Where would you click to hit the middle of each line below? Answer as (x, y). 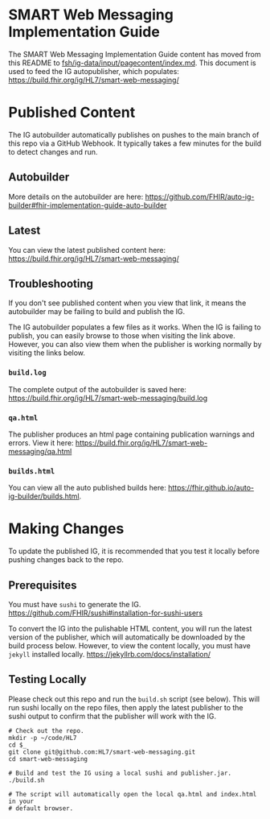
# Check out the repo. (46, 730)
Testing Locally (47, 679)
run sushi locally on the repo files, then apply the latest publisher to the (126, 707)
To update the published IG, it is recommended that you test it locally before (134, 551)
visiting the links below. (47, 353)
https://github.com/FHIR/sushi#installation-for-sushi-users (106, 613)
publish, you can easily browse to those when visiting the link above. (122, 336)
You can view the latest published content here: (87, 250)
